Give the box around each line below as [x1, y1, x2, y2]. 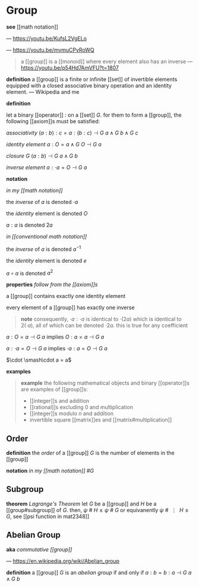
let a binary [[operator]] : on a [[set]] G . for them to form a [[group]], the [6, 111, 182, 118]
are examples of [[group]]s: [20, 386, 88, 393]
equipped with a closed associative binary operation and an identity [6, 81, 172, 89]
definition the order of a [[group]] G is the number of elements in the [6, 450, 175, 457]
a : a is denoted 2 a [6, 221, 53, 228]
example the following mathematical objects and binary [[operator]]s [20, 379, 190, 387]
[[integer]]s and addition [29, 397, 90, 404]
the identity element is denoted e [6, 257, 87, 264]
